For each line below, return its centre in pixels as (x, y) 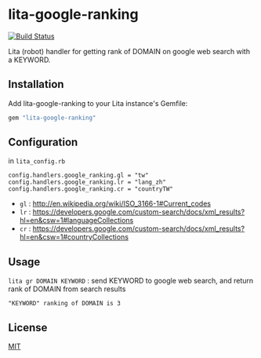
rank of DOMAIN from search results (67, 289)
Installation (36, 84)
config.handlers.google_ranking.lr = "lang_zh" (87, 182)
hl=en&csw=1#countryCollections (74, 237)
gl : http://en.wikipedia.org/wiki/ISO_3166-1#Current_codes (115, 204)
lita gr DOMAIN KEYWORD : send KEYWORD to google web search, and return (131, 281)
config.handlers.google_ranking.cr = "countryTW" (91, 189)
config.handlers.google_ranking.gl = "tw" (78, 175)
